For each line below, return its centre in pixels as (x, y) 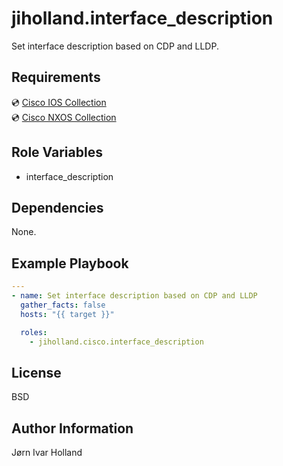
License (36, 372)
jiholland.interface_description (142, 18)
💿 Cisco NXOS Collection (64, 117)
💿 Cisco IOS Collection (59, 102)
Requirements (56, 77)
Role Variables (57, 152)
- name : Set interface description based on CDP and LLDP (134, 296)
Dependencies (57, 207)
